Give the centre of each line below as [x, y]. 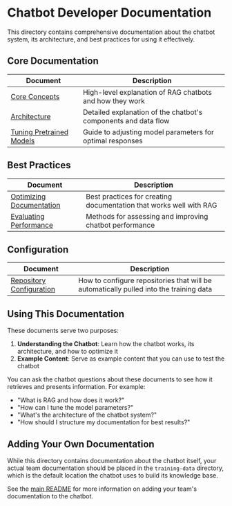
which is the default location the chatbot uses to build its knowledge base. [113, 475]
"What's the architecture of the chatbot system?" [87, 415]
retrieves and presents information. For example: [76, 387]
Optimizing [28, 197]
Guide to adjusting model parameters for [148, 132]
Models [23, 141]
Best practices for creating [129, 197]
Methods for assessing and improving [147, 216]
